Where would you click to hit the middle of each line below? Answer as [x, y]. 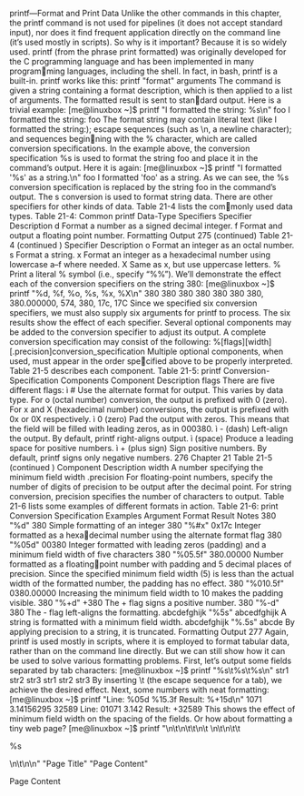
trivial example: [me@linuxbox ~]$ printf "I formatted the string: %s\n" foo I [150, 110]
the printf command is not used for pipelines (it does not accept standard [146, 23]
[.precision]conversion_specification [77, 351]
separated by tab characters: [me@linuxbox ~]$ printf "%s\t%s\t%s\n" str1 [149, 670]
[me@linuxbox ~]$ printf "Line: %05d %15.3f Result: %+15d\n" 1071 [136, 699]
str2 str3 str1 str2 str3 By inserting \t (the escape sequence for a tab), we [146, 680]
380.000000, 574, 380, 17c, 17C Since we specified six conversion [133, 303]
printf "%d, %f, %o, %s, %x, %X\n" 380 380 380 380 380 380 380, [137, 293]
